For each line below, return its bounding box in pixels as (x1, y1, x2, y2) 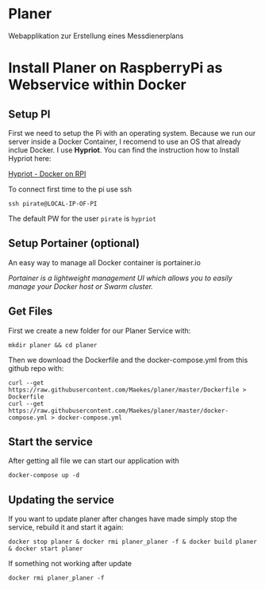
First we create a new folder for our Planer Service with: (8, 326, 191, 335)
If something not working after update (8, 559, 132, 569)
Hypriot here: (8, 153, 52, 163)
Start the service (8, 434, 93, 449)
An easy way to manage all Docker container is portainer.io (8, 257, 201, 267)
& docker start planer (8, 545, 83, 553)
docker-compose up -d (8, 472, 80, 480)
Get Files (8, 305, 53, 318)
